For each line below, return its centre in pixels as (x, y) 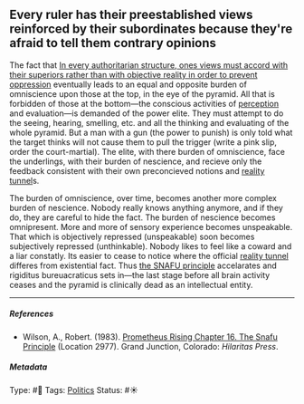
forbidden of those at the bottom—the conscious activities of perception (144, 103)
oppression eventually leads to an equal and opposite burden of (128, 84)
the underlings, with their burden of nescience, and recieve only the (136, 161)
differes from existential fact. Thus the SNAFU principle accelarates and (143, 265)
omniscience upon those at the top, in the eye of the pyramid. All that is (142, 93)
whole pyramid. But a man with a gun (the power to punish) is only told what (151, 132)
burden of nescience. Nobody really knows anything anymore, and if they (146, 207)
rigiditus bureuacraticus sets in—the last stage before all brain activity (140, 274)
